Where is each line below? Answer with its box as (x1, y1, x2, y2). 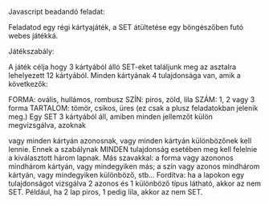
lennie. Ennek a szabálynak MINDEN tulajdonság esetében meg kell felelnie (8, 145, 258, 154)
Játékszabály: (8, 47, 55, 55)
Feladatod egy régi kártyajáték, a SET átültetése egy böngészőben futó (8, 23, 243, 31)
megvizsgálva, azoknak (8, 121, 87, 129)
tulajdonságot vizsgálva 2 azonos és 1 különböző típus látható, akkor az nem (8, 178, 262, 188)
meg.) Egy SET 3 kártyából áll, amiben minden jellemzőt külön (8, 112, 213, 121)
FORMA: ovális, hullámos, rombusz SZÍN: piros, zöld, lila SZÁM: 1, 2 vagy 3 (8, 95, 255, 104)
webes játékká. (8, 31, 59, 40)
